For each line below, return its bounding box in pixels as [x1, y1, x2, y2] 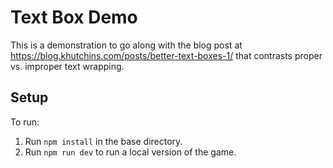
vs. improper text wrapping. [10, 60, 125, 72]
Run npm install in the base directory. [24, 135, 183, 147]
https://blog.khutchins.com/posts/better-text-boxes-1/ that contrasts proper [10, 49, 323, 61]
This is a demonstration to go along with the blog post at [10, 39, 243, 51]
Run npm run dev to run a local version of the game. [24, 146, 237, 158]
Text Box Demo [10, 6, 138, 29]
